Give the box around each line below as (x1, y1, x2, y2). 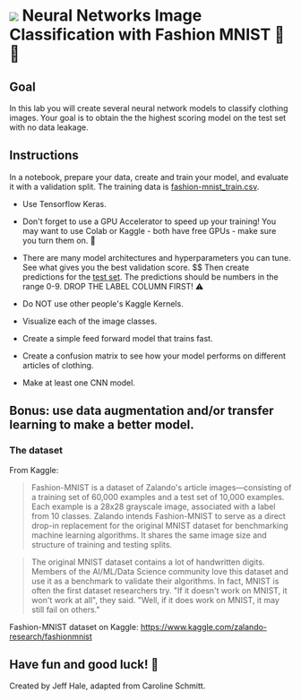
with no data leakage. (9, 122, 90, 133)
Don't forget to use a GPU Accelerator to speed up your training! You (21, 216, 276, 227)
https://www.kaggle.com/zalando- (140, 621, 267, 632)
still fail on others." (30, 604, 100, 615)
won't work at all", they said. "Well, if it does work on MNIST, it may (30, 594, 279, 605)
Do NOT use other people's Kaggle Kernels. (21, 298, 184, 309)
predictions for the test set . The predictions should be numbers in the (21, 271, 279, 282)
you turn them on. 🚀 (21, 235, 96, 246)
